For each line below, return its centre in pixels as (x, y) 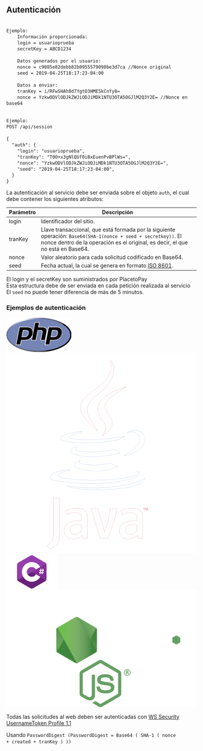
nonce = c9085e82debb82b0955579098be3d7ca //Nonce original (94, 67)
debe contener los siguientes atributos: (55, 198)
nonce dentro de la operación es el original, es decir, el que (114, 242)
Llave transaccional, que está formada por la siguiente (108, 229)
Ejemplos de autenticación (46, 307)
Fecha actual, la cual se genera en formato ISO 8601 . (107, 266)
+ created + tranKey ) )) (39, 742)
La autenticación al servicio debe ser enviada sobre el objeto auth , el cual (98, 192)
